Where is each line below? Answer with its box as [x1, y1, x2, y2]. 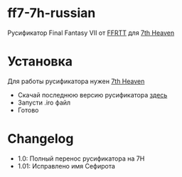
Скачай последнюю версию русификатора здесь [17, 90, 168, 99]
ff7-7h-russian [7, 5, 96, 21]
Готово [17, 105, 39, 114]
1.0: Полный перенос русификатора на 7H [17, 154, 145, 163]
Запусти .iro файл [17, 98, 71, 107]
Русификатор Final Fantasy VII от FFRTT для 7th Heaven [7, 28, 175, 37]
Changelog [7, 131, 74, 147]
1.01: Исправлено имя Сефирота [17, 161, 116, 170]
